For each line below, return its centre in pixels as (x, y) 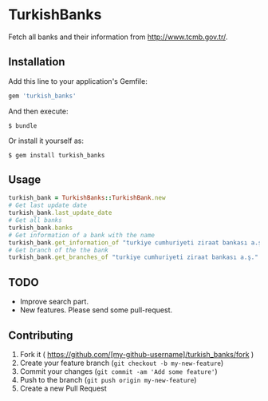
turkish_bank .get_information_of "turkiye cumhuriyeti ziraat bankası (128, 242)
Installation (37, 62)
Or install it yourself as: (46, 141)
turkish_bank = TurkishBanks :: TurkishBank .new (87, 198)
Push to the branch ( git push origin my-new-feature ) (108, 379)
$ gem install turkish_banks (57, 155)
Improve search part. (54, 302)
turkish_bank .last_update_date (60, 213)
